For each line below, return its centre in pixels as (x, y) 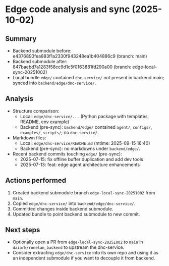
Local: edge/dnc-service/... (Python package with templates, (84, 116)
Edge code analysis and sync (68, 9)
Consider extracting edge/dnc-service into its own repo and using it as (86, 253)
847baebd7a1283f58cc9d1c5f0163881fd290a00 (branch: (72, 67)
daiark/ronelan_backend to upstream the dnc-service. (68, 247)
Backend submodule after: (40, 61)
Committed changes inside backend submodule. (63, 208)
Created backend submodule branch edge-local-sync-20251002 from (84, 192)
